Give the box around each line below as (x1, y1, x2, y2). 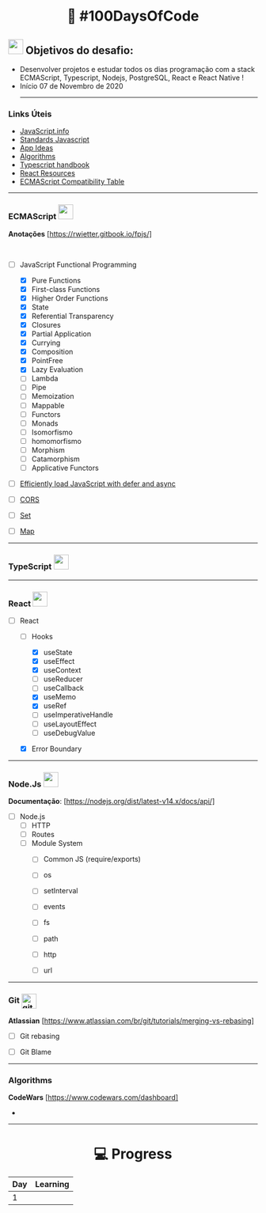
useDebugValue (43, 728, 96, 737)
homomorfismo (31, 436, 82, 445)
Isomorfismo (31, 427, 73, 437)
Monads (31, 419, 59, 428)
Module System (31, 839, 83, 848)
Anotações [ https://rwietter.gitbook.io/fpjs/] (8, 229, 152, 238)
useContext (43, 665, 82, 675)
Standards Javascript (19, 135, 89, 145)
